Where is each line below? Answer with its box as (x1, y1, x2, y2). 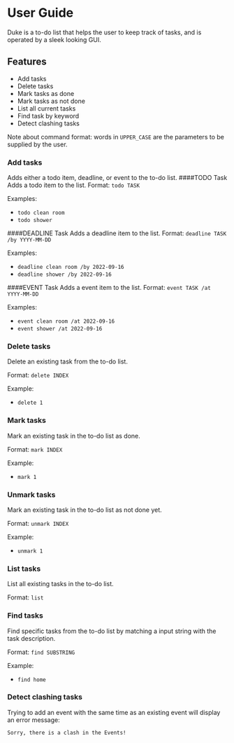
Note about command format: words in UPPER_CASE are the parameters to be (7, 132, 225, 141)
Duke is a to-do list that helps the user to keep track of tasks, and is (7, 28, 202, 36)
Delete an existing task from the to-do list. (7, 357, 128, 366)
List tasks (7, 564, 41, 574)
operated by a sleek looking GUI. (7, 35, 101, 43)
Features (7, 56, 47, 68)
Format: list (7, 593, 44, 602)
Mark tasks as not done (17, 97, 86, 105)
